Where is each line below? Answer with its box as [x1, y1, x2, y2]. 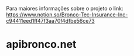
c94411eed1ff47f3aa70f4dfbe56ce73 [6, 17, 95, 24]
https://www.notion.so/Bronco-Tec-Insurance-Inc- [6, 11, 128, 18]
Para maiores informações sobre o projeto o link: [6, 5, 123, 12]
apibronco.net [6, 38, 77, 51]
